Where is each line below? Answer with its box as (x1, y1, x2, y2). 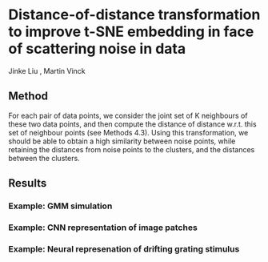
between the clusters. (8, 153, 80, 163)
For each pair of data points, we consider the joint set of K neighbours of (8, 111, 248, 120)
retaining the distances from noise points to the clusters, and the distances (8, 144, 255, 154)
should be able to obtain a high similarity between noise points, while (8, 136, 236, 146)
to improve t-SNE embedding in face (8, 22, 254, 41)
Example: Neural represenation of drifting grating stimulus (8, 243, 240, 254)
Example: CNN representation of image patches (8, 222, 198, 233)
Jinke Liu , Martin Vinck (8, 66, 86, 75)
